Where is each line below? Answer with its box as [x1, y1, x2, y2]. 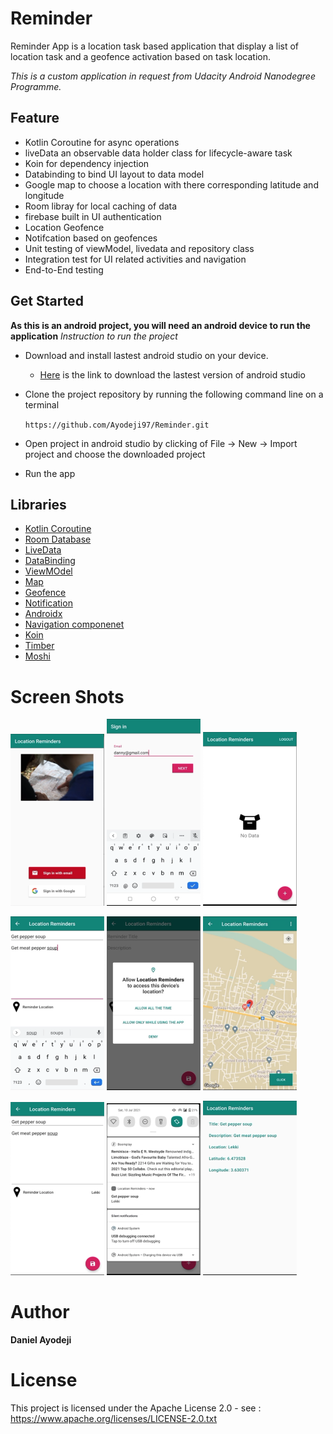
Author [10, 1301, 70, 1324]
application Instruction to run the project [10, 330, 178, 342]
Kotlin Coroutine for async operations [24, 136, 180, 148]
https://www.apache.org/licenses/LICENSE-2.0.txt [10, 1412, 218, 1424]
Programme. [10, 80, 62, 92]
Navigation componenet [24, 618, 125, 631]
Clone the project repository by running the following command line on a [24, 388, 324, 400]
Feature [10, 110, 60, 127]
